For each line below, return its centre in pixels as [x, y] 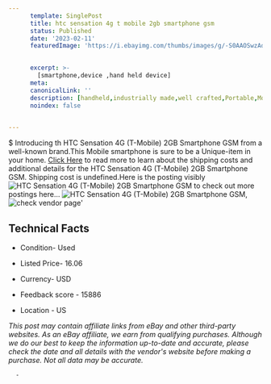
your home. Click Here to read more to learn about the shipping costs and [131, 160]
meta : [39, 83]
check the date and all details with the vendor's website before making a [130, 351]
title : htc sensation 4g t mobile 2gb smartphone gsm [122, 23]
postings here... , [128, 194]
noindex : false [55, 106]
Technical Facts [49, 228]
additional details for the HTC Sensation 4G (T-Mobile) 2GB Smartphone [128, 169]
